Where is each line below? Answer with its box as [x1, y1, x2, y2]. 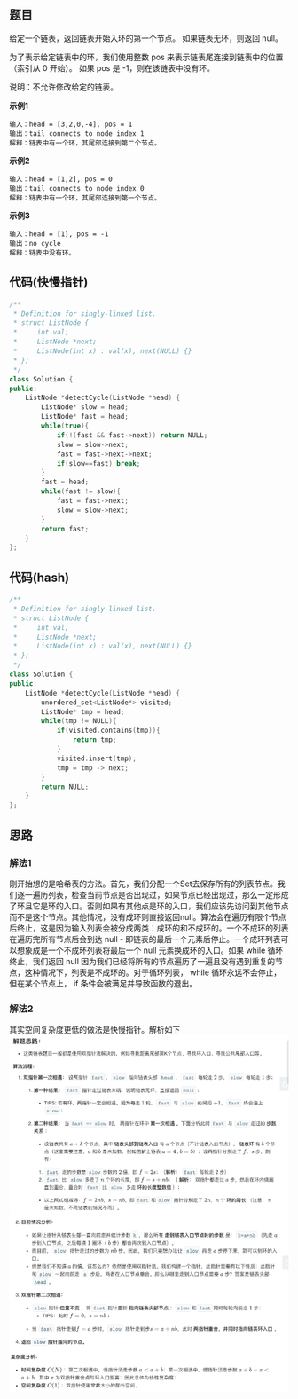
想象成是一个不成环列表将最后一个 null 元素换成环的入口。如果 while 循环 [16, 945, 284, 955]
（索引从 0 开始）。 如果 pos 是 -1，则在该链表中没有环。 [9, 62, 215, 73]
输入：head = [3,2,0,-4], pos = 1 [9, 120, 133, 129]
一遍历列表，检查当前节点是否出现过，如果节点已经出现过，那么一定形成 [24, 889, 289, 900]
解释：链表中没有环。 [9, 248, 75, 257]
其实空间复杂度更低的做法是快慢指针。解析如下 [9, 1025, 180, 1035]
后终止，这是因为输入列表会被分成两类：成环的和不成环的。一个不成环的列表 [9, 923, 289, 933]
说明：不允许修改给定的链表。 [9, 82, 118, 92]
